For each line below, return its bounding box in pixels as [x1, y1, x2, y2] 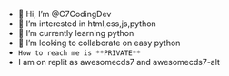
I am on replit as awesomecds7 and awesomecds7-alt [17, 57, 221, 67]
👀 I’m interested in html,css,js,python [17, 18, 156, 29]
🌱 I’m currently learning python [17, 28, 134, 38]
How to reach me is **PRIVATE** [17, 49, 141, 58]
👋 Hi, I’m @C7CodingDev [17, 9, 112, 19]
